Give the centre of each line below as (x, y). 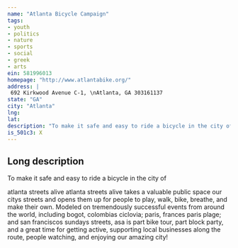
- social (20, 54)
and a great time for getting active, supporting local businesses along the (114, 230)
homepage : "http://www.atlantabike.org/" (69, 80)
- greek (19, 60)
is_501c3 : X (25, 133)
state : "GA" (25, 100)
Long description (46, 161)
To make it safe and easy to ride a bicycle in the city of (87, 179)
